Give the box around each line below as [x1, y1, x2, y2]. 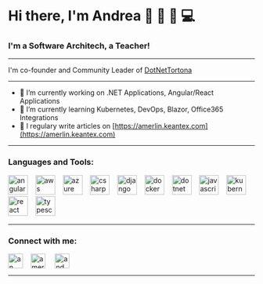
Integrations [19, 113, 59, 122]
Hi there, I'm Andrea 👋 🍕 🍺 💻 [8, 7, 196, 25]
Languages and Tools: [8, 157, 94, 168]
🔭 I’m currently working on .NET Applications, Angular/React [19, 88, 214, 97]
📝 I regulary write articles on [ [19, 122, 115, 131]
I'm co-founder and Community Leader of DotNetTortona [8, 65, 193, 75]
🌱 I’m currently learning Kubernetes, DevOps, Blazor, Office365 [19, 104, 224, 115]
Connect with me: [8, 235, 77, 246]
